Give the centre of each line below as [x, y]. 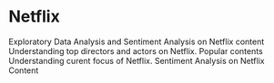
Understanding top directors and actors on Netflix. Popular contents [136, 51]
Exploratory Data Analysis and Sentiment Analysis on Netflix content [137, 41]
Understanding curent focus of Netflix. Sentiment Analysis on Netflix [137, 60]
